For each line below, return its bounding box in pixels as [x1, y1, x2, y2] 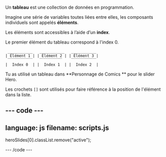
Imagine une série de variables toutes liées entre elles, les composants [5, 14, 153, 20]
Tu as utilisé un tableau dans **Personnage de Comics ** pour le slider [5, 71, 155, 77]
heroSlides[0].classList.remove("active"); [5, 137, 91, 143]
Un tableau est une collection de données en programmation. [5, 5, 135, 10]
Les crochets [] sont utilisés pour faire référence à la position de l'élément [5, 86, 161, 92]
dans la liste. [5, 92, 32, 98]
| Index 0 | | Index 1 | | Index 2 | [5, 62, 99, 67]
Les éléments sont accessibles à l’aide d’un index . [5, 29, 110, 35]
